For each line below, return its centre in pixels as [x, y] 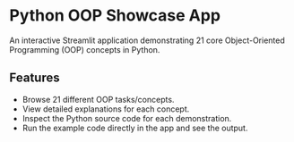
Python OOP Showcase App [115, 16]
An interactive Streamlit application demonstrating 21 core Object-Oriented [147, 40]
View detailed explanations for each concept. [106, 109]
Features [35, 78]
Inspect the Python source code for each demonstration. [127, 118]
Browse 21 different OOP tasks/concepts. [98, 99]
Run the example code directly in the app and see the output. [135, 128]
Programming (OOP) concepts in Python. [85, 49]
